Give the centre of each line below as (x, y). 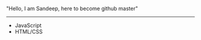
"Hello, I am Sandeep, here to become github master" (72, 9)
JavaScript (28, 25)
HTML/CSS (29, 31)
